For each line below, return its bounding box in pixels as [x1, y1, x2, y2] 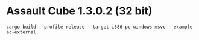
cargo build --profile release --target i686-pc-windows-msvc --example [6, 24, 193, 30]
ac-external [6, 29, 36, 35]
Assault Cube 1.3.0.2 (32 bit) [6, 4, 153, 18]
